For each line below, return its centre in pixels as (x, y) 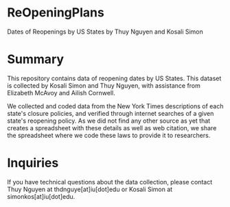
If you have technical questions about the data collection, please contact (110, 182)
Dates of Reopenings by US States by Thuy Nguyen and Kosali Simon (105, 32)
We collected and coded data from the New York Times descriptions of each (115, 106)
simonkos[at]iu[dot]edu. (41, 196)
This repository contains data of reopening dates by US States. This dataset (114, 78)
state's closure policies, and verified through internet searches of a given (111, 113)
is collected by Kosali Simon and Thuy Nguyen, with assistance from (104, 85)
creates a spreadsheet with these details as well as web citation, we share (112, 127)
